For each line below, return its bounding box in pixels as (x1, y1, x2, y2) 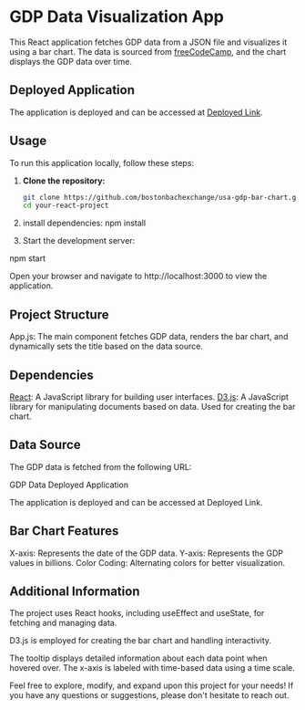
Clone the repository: (22, 175, 106, 186)
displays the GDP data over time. (9, 56, 132, 67)
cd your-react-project (22, 201, 109, 211)
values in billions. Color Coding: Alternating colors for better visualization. (9, 557, 285, 568)
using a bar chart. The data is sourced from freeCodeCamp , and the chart (9, 46, 287, 57)
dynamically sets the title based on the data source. (9, 340, 203, 352)
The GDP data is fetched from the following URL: (9, 461, 192, 472)
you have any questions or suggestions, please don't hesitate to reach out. (9, 690, 290, 701)
